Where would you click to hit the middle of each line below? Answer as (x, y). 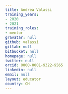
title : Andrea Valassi (29, 10)
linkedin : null (21, 70)
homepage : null (21, 56)
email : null (17, 75)
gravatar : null (21, 38)
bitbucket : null (22, 51)
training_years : (22, 14)
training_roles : (22, 28)
